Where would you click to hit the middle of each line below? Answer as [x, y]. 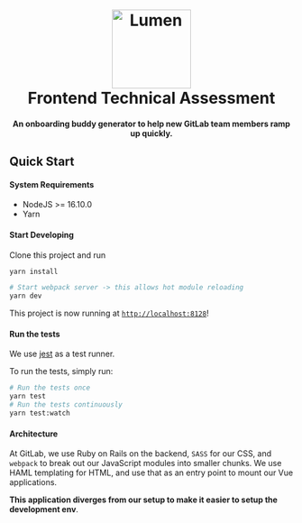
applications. [33, 482]
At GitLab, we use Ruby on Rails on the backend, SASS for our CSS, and [141, 454]
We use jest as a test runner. [62, 354]
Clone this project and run [58, 255]
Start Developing [42, 234]
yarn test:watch [40, 413]
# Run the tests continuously [66, 405]
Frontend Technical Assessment [151, 98]
